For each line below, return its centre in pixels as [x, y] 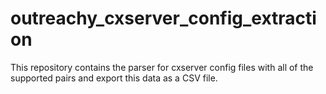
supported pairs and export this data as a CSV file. [114, 78]
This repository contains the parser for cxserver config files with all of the [162, 67]
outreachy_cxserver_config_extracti [163, 18]
